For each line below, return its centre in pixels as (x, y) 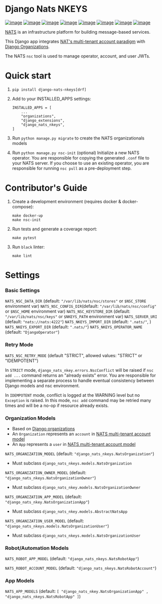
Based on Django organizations (44, 428)
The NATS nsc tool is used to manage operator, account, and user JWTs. (78, 56)
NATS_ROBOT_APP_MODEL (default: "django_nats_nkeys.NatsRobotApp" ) (72, 559)
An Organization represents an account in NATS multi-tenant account (81, 434)
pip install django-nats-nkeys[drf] (49, 90)
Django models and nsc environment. (43, 385)
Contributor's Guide (46, 188)
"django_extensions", (43, 121)
